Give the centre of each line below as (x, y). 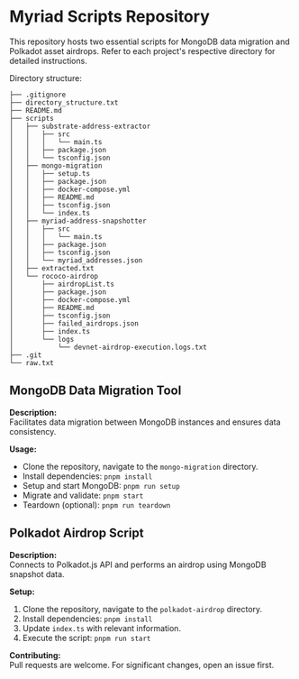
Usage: (23, 449)
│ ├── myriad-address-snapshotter (78, 221)
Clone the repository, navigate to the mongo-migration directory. (140, 466)
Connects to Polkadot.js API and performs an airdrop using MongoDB (138, 564)
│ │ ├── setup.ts (50, 173)
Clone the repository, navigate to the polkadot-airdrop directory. (142, 609)
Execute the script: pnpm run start (86, 638)
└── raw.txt (32, 362)
